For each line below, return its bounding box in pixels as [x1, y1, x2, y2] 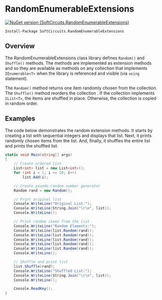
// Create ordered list [14, 161, 62, 166]
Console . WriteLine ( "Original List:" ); [14, 201, 92, 206]
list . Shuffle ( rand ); [14, 264, 55, 269]
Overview [5, 42, 35, 50]
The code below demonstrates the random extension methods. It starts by [5, 127, 153, 133]
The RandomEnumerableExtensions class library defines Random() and [5, 55, 145, 61]
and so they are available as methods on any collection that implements [5, 65, 147, 71]
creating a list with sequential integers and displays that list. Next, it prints [5, 133, 152, 138]
